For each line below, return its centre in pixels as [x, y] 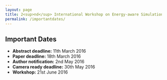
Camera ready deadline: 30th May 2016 [54, 67]
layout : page [19, 10]
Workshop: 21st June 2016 [40, 72]
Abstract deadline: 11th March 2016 [49, 51]
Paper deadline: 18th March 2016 [46, 56]
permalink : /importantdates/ [35, 19]
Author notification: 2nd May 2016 [48, 62]
